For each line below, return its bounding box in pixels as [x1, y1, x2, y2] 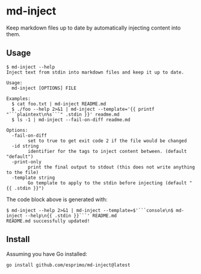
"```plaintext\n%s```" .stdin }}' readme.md [6, 111, 120, 117]
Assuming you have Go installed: [6, 250, 87, 257]
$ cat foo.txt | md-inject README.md [11, 101, 107, 107]
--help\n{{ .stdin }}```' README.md [25, 213, 117, 219]
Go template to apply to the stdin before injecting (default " [28, 179, 193, 186]
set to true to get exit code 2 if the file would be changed [28, 137, 187, 144]
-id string [11, 143, 39, 149]
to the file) [6, 169, 39, 175]
